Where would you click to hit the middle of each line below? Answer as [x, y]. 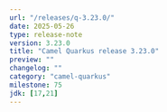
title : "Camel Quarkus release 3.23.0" [84, 51]
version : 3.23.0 [40, 43]
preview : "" [32, 60]
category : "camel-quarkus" [60, 77]
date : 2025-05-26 [42, 26]
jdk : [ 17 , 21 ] [34, 93]
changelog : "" [36, 69]
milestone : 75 [36, 85]
